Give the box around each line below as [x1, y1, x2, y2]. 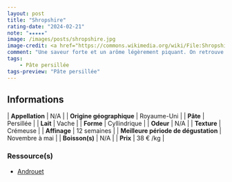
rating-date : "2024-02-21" [7, 23, 85, 30]
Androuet [17, 167, 44, 175]
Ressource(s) [7, 152, 53, 161]
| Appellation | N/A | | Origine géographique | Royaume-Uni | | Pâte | [7, 112, 205, 120]
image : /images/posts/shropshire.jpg [7, 36, 116, 43]
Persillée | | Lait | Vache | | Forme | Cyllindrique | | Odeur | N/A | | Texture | [7, 119, 221, 128]
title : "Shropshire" [7, 17, 67, 24]
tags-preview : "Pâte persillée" [7, 68, 100, 75]
